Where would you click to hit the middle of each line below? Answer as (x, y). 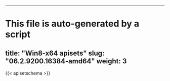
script (18, 35)
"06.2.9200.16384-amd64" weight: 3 (66, 61)
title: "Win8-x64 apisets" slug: (55, 53)
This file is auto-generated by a (72, 24)
